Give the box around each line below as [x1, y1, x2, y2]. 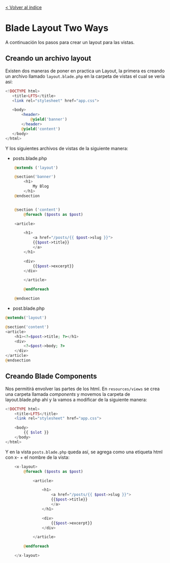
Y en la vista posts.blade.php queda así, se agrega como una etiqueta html [5, 449, 163, 455]
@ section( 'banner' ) [14, 174, 56, 179]
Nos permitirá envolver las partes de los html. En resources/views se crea [5, 386, 160, 392]
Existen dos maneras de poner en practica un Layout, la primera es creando [5, 68, 165, 74]
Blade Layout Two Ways [5, 23, 109, 34]
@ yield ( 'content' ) [21, 126, 60, 131]
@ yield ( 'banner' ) [30, 117, 67, 122]
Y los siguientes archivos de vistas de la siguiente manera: [5, 145, 129, 151]
